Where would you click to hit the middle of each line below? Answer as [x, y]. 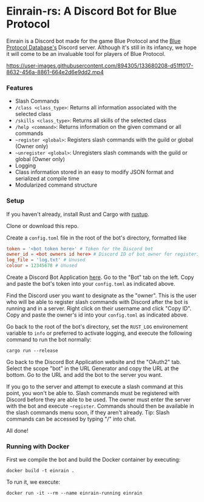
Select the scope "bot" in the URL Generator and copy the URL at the [93, 368]
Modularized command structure [56, 185]
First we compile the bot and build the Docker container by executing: [93, 459]
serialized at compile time [47, 179]
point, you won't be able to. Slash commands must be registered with [93, 393]
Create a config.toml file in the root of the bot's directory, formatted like [97, 238]
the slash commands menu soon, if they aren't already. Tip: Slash [88, 413]
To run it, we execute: [33, 482]
